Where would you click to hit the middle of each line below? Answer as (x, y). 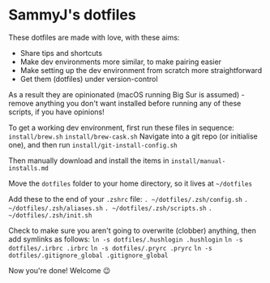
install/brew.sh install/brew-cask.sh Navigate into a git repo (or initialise (133, 136)
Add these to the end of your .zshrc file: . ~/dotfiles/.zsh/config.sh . (129, 199)
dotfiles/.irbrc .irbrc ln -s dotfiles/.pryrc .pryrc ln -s (110, 248)
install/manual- (198, 161)
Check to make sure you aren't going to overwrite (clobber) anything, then (133, 230)
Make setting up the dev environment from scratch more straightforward (141, 70)
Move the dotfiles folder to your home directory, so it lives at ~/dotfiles (131, 183)
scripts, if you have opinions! (57, 112)
